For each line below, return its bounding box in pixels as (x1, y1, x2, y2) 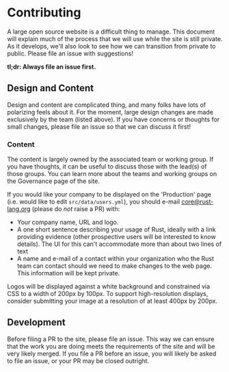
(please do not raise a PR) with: (31, 205, 120, 213)
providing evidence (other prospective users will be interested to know (16, 233, 217, 241)
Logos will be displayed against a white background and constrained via (7, 282, 211, 290)
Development (7, 317, 66, 328)
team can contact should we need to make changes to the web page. (16, 262, 212, 270)
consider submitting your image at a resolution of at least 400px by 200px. (7, 297, 217, 306)
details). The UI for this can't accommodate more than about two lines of (16, 240, 222, 248)
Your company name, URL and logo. (16, 218, 119, 227)
